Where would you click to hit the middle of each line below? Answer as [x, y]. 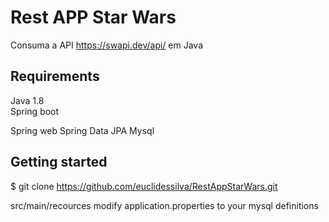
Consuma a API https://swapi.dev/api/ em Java [107, 45]
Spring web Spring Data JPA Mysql [82, 130]
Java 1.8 [27, 100]
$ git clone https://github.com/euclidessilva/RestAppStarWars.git [144, 186]
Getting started [59, 162]
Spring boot [35, 111]
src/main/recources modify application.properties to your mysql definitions [164, 205]
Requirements [55, 76]
